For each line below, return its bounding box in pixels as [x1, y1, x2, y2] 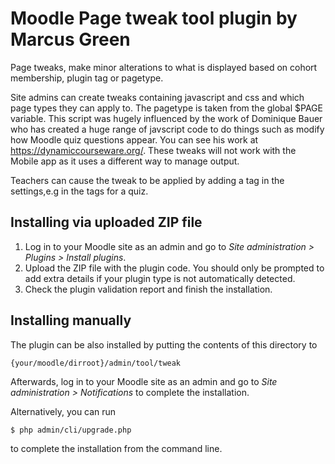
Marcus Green [10, 28, 131, 51]
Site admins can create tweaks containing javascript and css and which [10, 91, 305, 103]
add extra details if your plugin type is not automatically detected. [24, 272, 296, 284]
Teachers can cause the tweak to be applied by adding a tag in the [10, 174, 285, 186]
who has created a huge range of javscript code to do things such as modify [10, 123, 325, 135]
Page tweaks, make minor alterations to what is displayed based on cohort [10, 61, 318, 73]
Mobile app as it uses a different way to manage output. [10, 155, 240, 167]
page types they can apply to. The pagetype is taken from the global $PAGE [10, 102, 323, 114]
